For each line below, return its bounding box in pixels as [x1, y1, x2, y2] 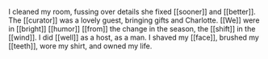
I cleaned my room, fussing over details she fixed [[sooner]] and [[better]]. [8, 7, 256, 16]
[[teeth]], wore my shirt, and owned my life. [8, 41, 153, 51]
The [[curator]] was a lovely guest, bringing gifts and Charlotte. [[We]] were [8, 15, 260, 25]
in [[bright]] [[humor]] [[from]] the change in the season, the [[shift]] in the [8, 24, 256, 33]
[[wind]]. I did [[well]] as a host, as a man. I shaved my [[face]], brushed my [8, 32, 260, 42]
